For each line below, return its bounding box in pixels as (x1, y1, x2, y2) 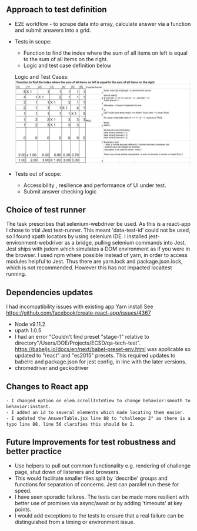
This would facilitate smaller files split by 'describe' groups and (14, 475, 168, 482)
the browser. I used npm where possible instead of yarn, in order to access (6, 252, 188, 259)
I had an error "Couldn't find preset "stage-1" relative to (14, 333, 149, 340)
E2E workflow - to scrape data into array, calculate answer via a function (14, 20, 191, 27)
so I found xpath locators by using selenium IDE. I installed (6, 233, 148, 240)
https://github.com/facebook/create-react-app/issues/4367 (6, 309, 151, 316)
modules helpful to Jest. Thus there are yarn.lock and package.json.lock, (6, 258, 183, 265)
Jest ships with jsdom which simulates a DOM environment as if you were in (6, 245, 191, 252)
